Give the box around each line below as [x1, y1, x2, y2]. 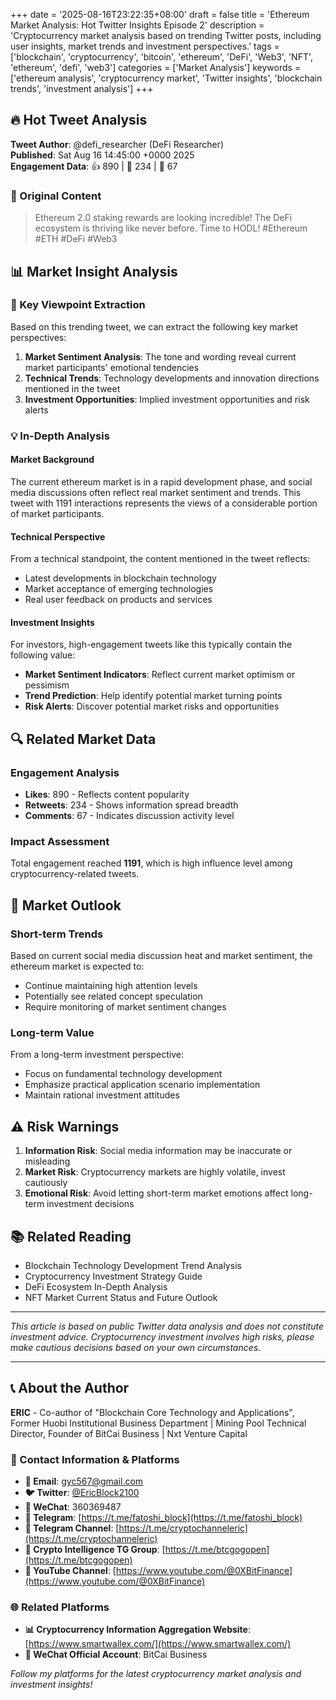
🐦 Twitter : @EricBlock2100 [24, 1487, 140, 1499]
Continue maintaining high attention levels [24, 980, 198, 991]
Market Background [10, 454, 95, 466]
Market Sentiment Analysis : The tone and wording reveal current [24, 350, 297, 363]
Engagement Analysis [10, 765, 120, 779]
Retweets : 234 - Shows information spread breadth [24, 799, 239, 811]
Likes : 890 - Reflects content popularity [24, 789, 190, 801]
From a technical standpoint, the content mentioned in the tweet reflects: [10, 553, 311, 565]
